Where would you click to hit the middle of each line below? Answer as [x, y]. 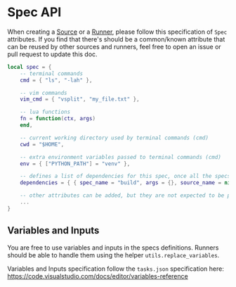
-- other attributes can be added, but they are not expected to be [122, 196]
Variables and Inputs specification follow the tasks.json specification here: [116, 269]
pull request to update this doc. [52, 54]
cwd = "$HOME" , [42, 144]
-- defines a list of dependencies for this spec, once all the [116, 177]
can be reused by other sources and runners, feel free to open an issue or [114, 46]
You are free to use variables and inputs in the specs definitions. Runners [113, 248]
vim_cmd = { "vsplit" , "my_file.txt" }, [80, 99]
